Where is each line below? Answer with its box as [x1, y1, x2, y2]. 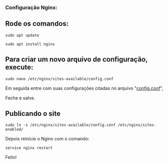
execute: [5, 63, 34, 72]
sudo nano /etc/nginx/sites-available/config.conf [5, 76, 114, 81]
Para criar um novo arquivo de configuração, [5, 55, 148, 64]
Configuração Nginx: [5, 4, 58, 11]
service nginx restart [5, 145, 53, 150]
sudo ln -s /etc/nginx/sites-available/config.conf [5, 122, 116, 128]
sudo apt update [5, 33, 39, 38]
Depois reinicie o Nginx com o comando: [5, 136, 90, 142]
